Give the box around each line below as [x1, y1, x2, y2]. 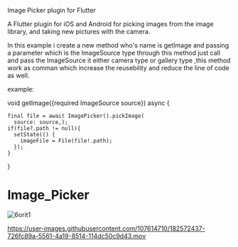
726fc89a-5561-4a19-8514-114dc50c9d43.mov [7, 231, 146, 240]
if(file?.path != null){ [7, 125, 81, 132]
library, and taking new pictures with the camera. [7, 28, 151, 35]
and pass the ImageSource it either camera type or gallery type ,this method [7, 56, 231, 65]
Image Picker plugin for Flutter [7, 6, 96, 14]
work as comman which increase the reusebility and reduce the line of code [7, 64, 229, 72]
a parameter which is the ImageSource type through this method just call [7, 49, 221, 57]
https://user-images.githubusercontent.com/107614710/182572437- [7, 224, 205, 233]
